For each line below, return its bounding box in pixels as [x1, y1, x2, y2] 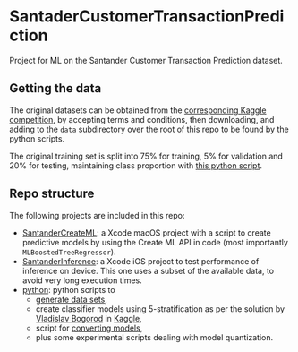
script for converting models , [35, 322, 143, 333]
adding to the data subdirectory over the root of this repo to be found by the [9, 124, 289, 134]
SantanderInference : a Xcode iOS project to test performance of [21, 255, 260, 266]
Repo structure [9, 186, 95, 202]
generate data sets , [35, 294, 107, 305]
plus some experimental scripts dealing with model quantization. [35, 331, 274, 342]
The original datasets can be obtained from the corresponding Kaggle [9, 105, 267, 116]
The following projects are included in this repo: [9, 210, 185, 220]
